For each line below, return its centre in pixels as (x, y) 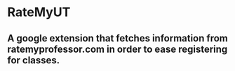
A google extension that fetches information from (117, 38)
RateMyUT (39, 12)
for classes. (34, 60)
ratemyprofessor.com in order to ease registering (117, 49)
